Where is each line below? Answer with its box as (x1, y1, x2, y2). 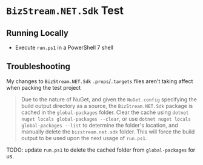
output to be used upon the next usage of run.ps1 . (21, 134, 147, 141)
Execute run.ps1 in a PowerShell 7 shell (15, 44, 114, 51)
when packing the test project (6, 84, 81, 91)
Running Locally (6, 28, 68, 38)
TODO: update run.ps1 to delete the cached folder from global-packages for (6, 146, 196, 153)
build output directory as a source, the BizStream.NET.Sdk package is (21, 102, 193, 109)
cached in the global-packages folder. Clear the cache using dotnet (21, 109, 189, 116)
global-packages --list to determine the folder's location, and (21, 121, 179, 129)
